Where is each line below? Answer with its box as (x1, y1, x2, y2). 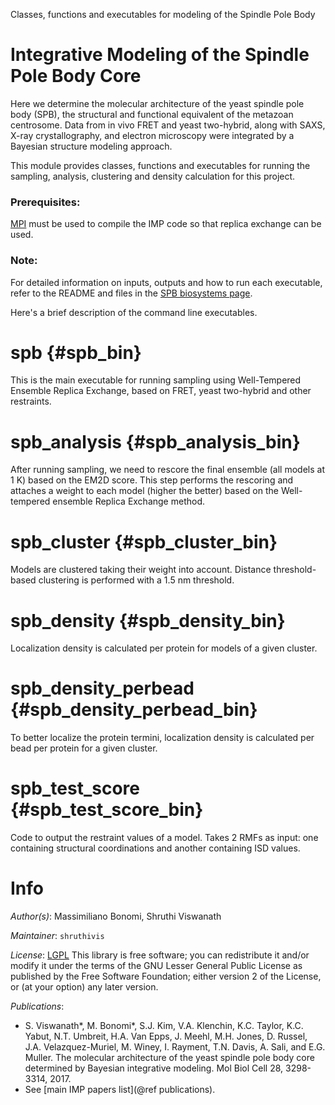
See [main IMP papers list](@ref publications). (24, 1084, 216, 1096)
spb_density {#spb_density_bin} (10, 609, 286, 632)
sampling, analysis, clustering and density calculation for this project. (10, 170, 296, 182)
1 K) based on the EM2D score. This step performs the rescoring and (10, 474, 294, 486)
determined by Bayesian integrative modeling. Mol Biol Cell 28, (24, 1062, 284, 1074)
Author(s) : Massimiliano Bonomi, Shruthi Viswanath (10, 910, 222, 923)
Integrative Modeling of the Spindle (10, 44, 310, 66)
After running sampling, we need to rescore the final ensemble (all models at (10, 464, 325, 476)
